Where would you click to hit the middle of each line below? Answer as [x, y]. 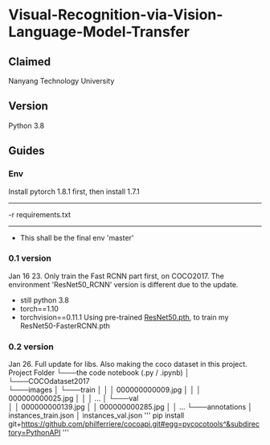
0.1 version [30, 258]
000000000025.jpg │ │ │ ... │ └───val [74, 398]
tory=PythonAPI [35, 433]
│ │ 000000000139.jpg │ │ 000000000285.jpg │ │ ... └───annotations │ [131, 407]
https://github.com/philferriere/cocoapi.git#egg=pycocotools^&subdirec [140, 424]
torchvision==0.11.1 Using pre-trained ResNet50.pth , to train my [124, 317]
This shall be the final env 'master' [77, 237]
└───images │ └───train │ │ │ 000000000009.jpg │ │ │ [105, 390]
